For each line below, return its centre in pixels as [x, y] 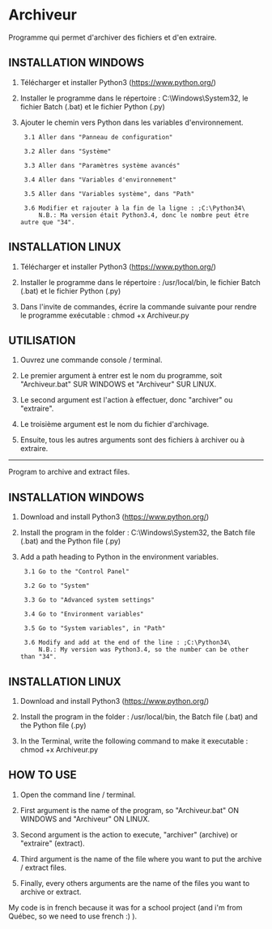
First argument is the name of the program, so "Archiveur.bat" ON [130, 810]
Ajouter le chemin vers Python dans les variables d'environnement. [132, 122]
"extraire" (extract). [52, 843]
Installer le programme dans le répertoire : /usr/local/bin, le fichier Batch [140, 282]
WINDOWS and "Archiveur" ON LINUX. [85, 819]
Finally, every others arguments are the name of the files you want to [135, 883]
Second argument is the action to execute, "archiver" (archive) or [129, 834]
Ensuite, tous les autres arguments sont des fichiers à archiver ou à [132, 440]
